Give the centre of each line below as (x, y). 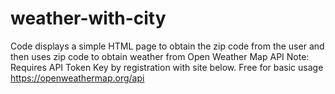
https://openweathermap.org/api (77, 78)
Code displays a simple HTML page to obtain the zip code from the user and (167, 46)
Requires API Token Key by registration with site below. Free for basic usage (167, 67)
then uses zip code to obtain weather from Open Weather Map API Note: (160, 56)
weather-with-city (88, 18)
